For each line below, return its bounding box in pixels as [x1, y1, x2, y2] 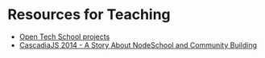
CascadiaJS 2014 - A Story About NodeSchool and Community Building [19, 40, 258, 49]
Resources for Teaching [7, 6, 171, 24]
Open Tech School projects [19, 32, 110, 41]
